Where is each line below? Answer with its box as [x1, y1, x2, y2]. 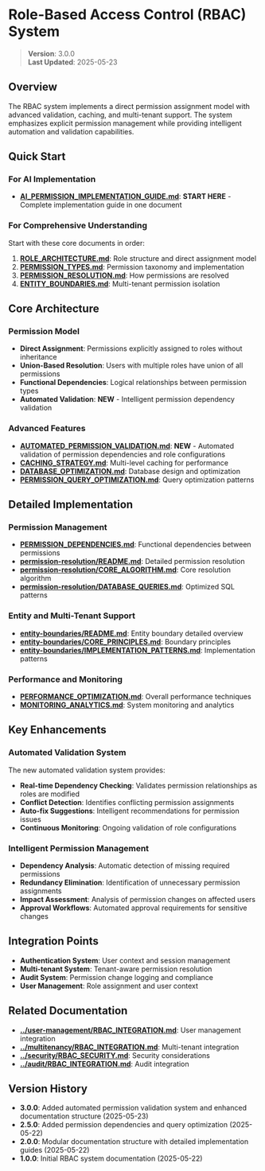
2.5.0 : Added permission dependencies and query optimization [19, 1120, 228, 1130]
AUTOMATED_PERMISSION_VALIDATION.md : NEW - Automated [19, 441, 235, 450]
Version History [8, 1082, 88, 1095]
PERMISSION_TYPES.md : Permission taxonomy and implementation [19, 262, 245, 271]
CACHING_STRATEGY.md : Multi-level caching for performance [19, 457, 229, 467]
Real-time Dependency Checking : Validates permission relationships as [19, 780, 258, 790]
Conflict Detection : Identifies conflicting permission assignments [19, 797, 235, 807]
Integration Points [8, 935, 99, 948]
